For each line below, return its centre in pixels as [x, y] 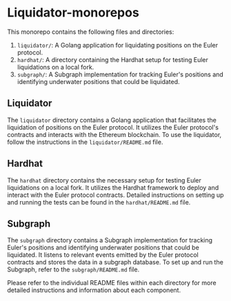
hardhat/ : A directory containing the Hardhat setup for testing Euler [113, 59]
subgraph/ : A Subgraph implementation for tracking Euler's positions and [120, 74]
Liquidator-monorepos [73, 13]
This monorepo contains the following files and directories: [91, 32]
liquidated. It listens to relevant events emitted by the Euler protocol [103, 255]
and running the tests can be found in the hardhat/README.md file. [99, 202]
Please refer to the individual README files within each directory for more [112, 283]
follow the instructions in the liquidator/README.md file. [85, 142]
